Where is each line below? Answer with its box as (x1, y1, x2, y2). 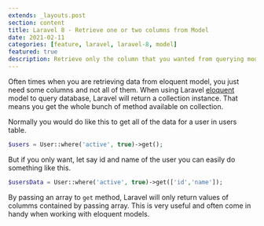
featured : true (8, 48, 58, 56)
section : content (8, 19, 65, 27)
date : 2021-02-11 (8, 33, 65, 42)
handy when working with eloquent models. (8, 209, 150, 218)
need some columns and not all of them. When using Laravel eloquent (8, 85, 235, 94)
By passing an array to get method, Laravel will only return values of (8, 192, 229, 202)
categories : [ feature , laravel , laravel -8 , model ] (8, 41, 178, 49)
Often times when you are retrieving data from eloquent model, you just (8, 76, 240, 86)
